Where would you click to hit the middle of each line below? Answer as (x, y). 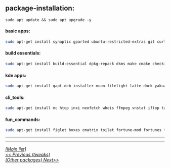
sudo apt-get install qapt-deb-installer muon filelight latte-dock (79, 86)
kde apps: (16, 75)
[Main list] (16, 149)
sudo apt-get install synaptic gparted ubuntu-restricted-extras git (80, 42)
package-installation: (40, 8)
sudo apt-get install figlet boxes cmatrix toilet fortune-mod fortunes (83, 130)
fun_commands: (23, 119)
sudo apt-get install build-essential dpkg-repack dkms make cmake (78, 64)
